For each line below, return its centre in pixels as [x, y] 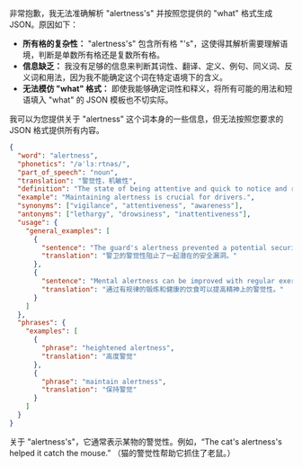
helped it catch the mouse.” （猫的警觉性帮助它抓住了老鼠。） [122, 453]
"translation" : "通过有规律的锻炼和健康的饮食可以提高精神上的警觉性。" [163, 289]
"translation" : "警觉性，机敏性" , [77, 181]
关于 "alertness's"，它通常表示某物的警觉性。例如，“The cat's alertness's [146, 441]
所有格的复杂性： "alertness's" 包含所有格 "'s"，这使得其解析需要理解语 [155, 44]
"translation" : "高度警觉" [89, 356]
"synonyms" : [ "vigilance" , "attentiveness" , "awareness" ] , [130, 206]
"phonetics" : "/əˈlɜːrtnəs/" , [74, 164]
